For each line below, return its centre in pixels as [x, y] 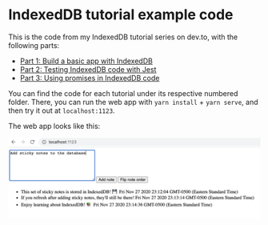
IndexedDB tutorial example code [121, 15]
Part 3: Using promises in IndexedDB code [90, 78]
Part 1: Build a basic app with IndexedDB [86, 61]
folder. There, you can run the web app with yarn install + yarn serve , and [133, 102]
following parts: [34, 45]
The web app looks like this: [54, 126]
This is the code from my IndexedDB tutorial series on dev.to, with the [123, 37]
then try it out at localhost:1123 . [62, 110]
